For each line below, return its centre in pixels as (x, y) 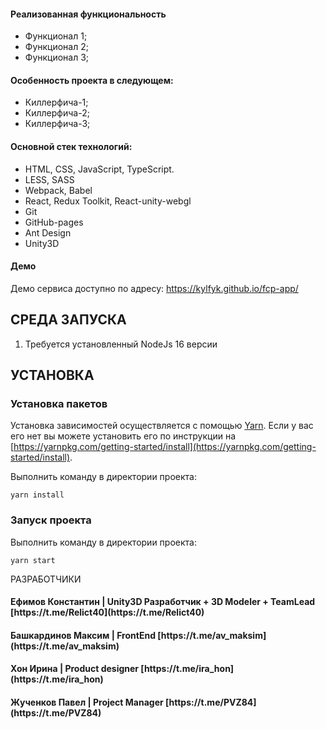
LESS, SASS (49, 179)
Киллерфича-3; (57, 124)
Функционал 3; (57, 57)
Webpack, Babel (58, 190)
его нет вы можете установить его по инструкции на (123, 436)
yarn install (37, 495)
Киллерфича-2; (57, 113)
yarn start (33, 560)
